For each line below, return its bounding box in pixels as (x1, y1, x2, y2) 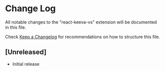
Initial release (12, 61, 40, 67)
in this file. (5, 24, 26, 30)
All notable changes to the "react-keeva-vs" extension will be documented (5, 19, 157, 25)
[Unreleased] (5, 48, 47, 56)
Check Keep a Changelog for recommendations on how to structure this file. (5, 34, 161, 40)
